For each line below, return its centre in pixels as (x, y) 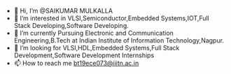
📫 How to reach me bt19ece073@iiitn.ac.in (76, 63)
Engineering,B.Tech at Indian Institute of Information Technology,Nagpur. (119, 40)
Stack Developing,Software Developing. (71, 25)
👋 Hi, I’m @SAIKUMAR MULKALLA (63, 11)
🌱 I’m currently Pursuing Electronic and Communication (93, 33)
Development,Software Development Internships (84, 55)
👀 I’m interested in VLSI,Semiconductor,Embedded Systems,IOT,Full (112, 18)
